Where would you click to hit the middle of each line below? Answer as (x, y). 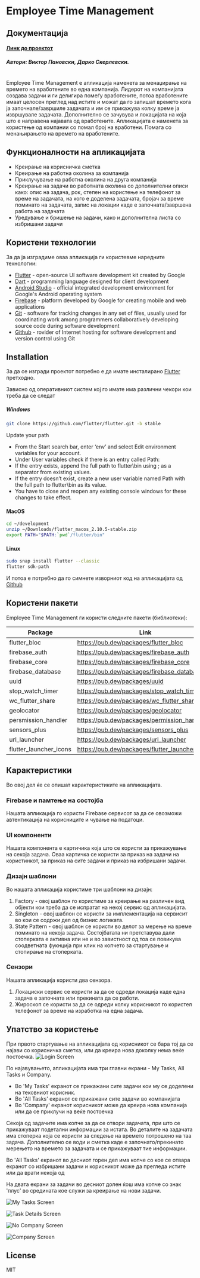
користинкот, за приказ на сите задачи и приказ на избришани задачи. (96, 861)
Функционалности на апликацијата (76, 153)
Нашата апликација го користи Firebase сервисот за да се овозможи (94, 813)
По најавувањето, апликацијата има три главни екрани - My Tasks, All (95, 1068)
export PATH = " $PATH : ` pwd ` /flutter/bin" (56, 535)
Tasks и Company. (29, 1074)
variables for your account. (48, 453)
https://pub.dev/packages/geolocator (129, 710)
